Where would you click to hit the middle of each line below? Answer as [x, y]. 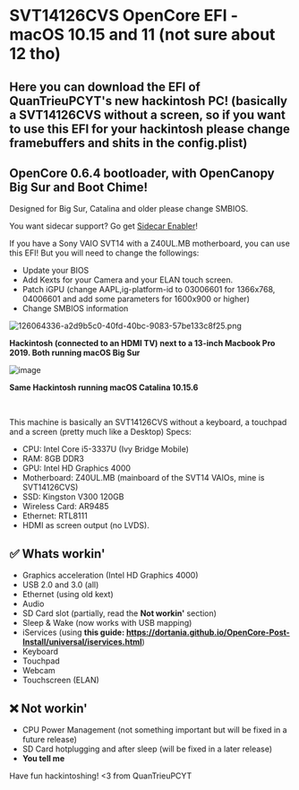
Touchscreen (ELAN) [61, 680]
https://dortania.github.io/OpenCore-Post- [208, 632]
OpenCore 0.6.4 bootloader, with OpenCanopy [142, 173]
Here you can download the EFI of [105, 87]
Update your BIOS [56, 271]
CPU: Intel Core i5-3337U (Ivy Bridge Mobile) [106, 449]
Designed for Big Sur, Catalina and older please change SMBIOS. [129, 209]
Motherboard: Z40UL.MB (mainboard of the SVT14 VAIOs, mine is [143, 478]
